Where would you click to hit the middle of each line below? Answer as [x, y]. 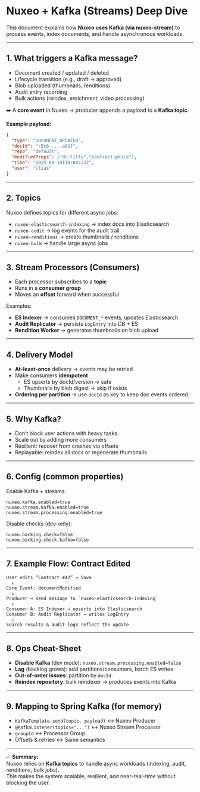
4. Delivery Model [40, 355]
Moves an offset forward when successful [67, 295]
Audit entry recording [41, 91]
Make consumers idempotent [51, 375]
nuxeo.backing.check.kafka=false [48, 540]
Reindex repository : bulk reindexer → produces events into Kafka [96, 682]
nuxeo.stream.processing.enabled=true [54, 512]
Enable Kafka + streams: [36, 491]
